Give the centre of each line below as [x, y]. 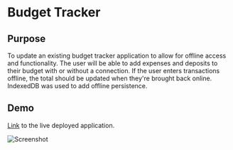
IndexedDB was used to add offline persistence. [77, 86]
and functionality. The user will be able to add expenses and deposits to [113, 63]
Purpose [27, 39]
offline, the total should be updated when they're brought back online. [110, 78]
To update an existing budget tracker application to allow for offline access [117, 55]
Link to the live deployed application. [61, 125]
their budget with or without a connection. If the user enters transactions [114, 71]
